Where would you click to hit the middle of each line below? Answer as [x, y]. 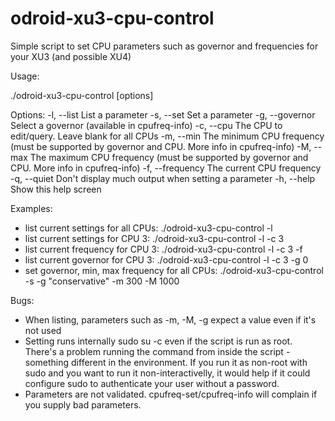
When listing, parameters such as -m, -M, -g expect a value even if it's [170, 319]
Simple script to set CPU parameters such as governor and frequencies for [164, 46]
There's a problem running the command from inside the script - [157, 351]
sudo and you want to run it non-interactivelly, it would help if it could [167, 373]
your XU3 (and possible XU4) [71, 56]
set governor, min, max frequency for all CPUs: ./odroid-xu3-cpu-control [174, 270]
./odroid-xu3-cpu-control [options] [82, 95]
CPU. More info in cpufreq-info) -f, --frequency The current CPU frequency [166, 168]
